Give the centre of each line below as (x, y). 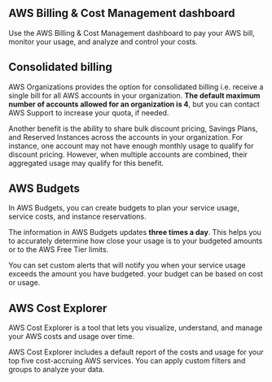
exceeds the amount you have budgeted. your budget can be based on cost (136, 274)
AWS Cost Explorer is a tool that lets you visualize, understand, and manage (136, 328)
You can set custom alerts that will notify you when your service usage (127, 265)
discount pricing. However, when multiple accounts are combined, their (128, 154)
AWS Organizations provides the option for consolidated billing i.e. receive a (136, 87)
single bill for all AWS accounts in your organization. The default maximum (134, 95)
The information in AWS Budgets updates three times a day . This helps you (135, 232)
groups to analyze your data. (57, 370)
